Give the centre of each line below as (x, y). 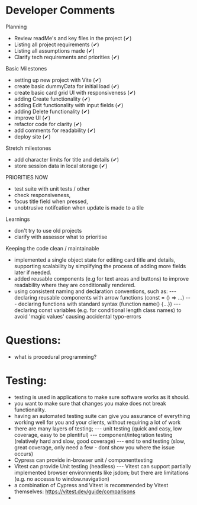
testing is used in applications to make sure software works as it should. (102, 397)
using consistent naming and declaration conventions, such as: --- (95, 291)
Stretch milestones (28, 148)
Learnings (18, 219)
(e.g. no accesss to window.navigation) (62, 479)
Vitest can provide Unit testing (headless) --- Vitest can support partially (102, 466)
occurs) (24, 453)
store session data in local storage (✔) (61, 166)
